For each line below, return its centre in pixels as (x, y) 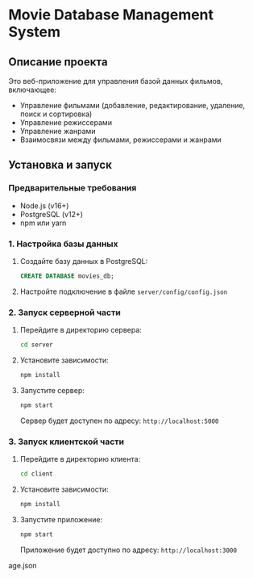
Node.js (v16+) (44, 205)
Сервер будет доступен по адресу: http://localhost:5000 (119, 421)
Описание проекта (58, 62)
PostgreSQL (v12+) (51, 214)
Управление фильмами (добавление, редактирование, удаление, (133, 105)
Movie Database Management (111, 15)
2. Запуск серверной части (64, 312)
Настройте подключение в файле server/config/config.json (124, 291)
